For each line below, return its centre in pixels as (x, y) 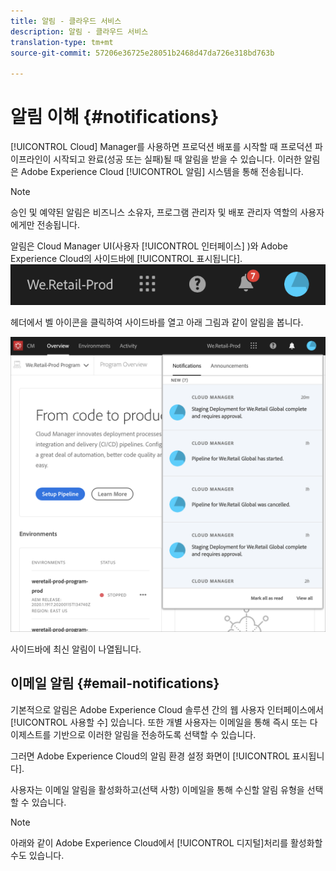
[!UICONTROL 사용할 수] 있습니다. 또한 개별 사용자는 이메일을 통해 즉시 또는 (159, 722)
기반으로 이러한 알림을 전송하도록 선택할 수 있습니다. (155, 734)
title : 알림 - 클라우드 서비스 (66, 21)
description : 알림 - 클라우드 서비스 (79, 31)
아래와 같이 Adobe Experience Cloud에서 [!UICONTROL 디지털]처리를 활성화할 (166, 842)
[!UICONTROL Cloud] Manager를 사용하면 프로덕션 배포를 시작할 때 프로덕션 (161, 147)
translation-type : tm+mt (62, 42)
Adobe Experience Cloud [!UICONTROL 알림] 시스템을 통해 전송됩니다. (162, 172)
